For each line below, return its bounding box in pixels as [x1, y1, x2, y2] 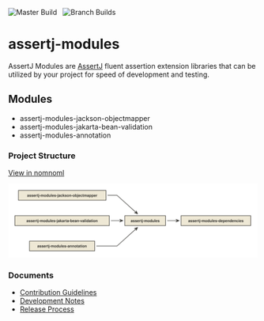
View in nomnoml [8, 168, 65, 178]
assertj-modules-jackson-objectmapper [19, 113, 150, 123]
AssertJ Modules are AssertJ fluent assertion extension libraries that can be [8, 61, 256, 70]
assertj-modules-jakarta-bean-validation [19, 122, 153, 131]
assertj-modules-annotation [19, 130, 111, 140]
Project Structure [8, 150, 76, 161]
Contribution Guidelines [19, 288, 97, 297]
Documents [8, 270, 54, 281]
